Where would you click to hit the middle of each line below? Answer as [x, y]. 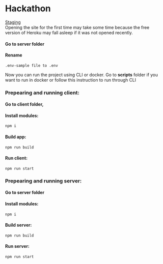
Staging [13, 22]
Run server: [17, 246]
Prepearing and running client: [42, 92]
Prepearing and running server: [43, 181]
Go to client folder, [24, 104]
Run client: [16, 158]
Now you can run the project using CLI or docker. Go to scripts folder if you [81, 75]
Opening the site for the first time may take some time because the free [77, 27]
